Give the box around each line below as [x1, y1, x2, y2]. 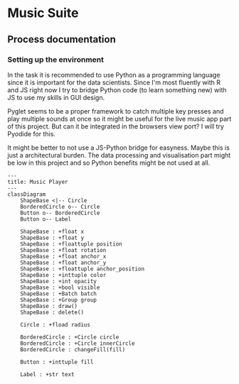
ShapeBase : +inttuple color [20, 271, 107, 278]
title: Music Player [7, 178, 69, 185]
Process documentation [7, 33, 116, 45]
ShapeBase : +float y [20, 234, 84, 241]
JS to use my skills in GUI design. [7, 93, 105, 102]
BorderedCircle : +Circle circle [20, 334, 119, 341]
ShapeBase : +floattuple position [20, 240, 122, 248]
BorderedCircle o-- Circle [20, 203, 100, 210]
